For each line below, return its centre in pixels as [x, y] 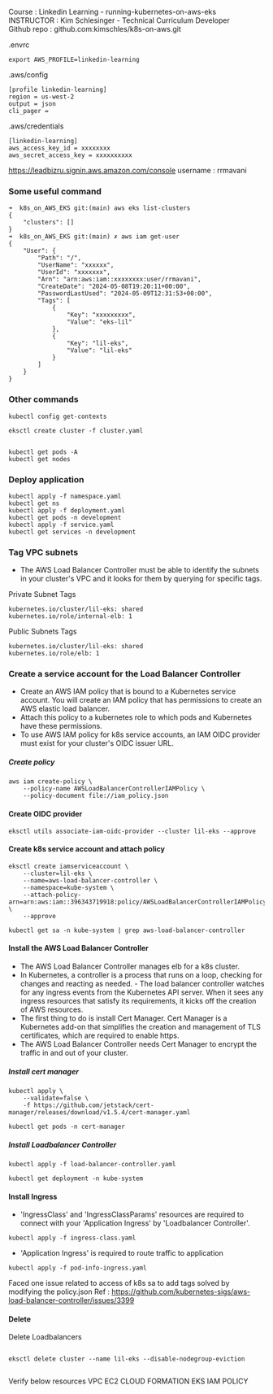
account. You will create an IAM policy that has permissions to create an [141, 700]
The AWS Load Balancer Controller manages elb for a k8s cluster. [130, 966]
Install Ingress [33, 1196]
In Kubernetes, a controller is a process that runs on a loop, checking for [141, 975]
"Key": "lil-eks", [97, 344]
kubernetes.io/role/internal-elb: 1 [70, 616]
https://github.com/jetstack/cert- [94, 1105]
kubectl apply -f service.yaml [61, 525]
